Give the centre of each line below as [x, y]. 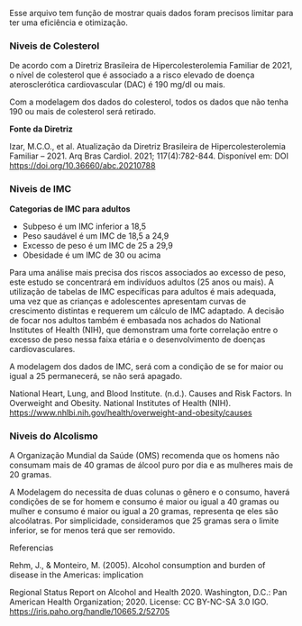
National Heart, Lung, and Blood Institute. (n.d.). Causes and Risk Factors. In [151, 393]
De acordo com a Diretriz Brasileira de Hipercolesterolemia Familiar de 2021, [151, 66]
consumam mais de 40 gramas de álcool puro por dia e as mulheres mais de [151, 465]
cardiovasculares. [42, 349]
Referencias [32, 548]
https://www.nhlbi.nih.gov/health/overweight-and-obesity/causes [131, 413]
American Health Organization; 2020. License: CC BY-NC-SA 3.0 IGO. [139, 602]
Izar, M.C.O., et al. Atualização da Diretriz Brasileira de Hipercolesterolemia [148, 147]
